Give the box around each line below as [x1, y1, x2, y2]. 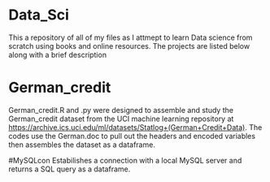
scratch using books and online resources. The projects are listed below [8, 41, 250, 50]
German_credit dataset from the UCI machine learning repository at [8, 114, 234, 123]
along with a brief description [8, 50, 107, 59]
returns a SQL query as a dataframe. [8, 164, 131, 174]
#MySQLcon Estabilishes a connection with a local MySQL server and [8, 155, 242, 165]
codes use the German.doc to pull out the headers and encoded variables [8, 131, 256, 141]
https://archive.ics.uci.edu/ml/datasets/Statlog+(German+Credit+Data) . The [8, 122, 263, 132]
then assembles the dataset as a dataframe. [8, 140, 156, 149]
